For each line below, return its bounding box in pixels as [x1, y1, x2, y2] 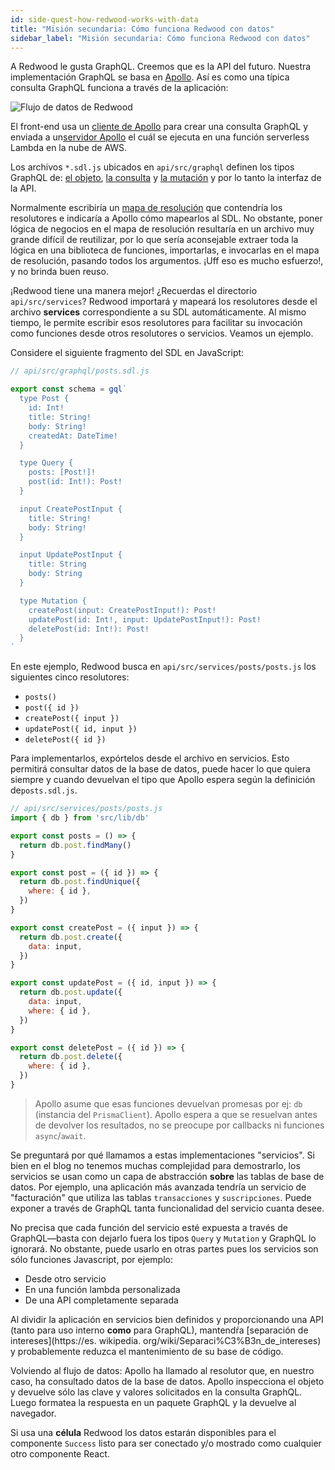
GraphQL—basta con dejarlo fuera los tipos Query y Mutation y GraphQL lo [10, 1232, 317, 1244]
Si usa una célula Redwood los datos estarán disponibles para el [10, 1426, 277, 1438]
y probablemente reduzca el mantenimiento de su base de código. [10, 1345, 284, 1357]
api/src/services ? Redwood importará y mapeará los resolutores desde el [10, 296, 318, 308]
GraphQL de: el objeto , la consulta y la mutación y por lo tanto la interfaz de [10, 172, 322, 184]
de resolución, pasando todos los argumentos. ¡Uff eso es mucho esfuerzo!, [10, 255, 324, 267]
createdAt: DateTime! [28, 431, 118, 441]
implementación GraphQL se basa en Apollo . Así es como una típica [10, 71, 290, 83]
